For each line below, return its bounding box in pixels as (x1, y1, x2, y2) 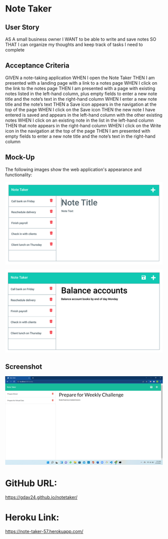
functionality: (5, 171, 32, 178)
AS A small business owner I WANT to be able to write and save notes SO (5, 36, 156, 42)
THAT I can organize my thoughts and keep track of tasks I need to (5, 42, 143, 48)
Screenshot (5, 363, 42, 371)
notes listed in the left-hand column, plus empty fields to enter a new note (5, 91, 157, 97)
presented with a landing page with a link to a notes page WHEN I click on (5, 80, 157, 86)
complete (5, 47, 25, 53)
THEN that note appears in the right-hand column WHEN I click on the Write (5, 122, 161, 128)
